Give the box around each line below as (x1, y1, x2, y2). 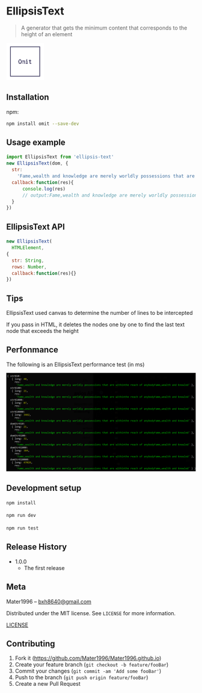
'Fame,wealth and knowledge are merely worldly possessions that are (17, 173, 195, 179)
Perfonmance (6, 345, 59, 355)
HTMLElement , (11, 245, 44, 251)
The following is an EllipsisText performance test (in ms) (6, 361, 145, 368)
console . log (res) (22, 186, 66, 192)
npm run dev (6, 513, 36, 519)
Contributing (6, 638, 55, 649)
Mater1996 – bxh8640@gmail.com (6, 598, 92, 605)
